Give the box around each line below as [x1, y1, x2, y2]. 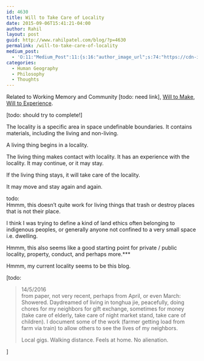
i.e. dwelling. [6, 232, 38, 240]
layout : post [6, 32, 39, 38]
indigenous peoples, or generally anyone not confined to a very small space [6, 226, 196, 234]
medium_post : [6, 49, 39, 55]
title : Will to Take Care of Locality [6, 15, 104, 21]
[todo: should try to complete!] [6, 112, 83, 119]
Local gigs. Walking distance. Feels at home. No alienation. [21, 336, 169, 343]
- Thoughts [12, 76, 39, 83]
